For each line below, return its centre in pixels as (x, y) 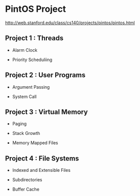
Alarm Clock (25, 50)
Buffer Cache (26, 189)
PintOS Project (35, 9)
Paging (19, 124)
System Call (24, 97)
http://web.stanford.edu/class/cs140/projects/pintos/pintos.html (70, 23)
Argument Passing (31, 87)
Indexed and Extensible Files (41, 170)
